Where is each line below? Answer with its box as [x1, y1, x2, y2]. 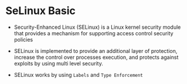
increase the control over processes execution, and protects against [13, 53, 179, 61]
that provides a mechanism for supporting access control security [13, 29, 174, 36]
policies [13, 36, 33, 43]
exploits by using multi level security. [13, 60, 103, 67]
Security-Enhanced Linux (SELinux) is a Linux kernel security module [13, 23, 181, 31]
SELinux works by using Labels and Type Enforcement [13, 71, 143, 78]
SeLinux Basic [5, 4, 76, 18]
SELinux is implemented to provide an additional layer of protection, [13, 47, 178, 54]
